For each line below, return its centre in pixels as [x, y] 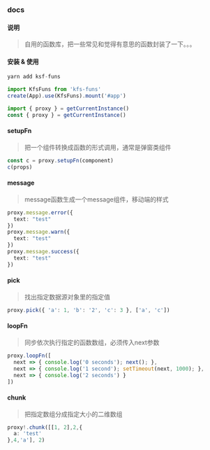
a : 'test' [28, 434]
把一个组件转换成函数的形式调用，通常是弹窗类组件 [98, 147]
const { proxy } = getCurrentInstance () [67, 115]
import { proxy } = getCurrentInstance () [68, 108]
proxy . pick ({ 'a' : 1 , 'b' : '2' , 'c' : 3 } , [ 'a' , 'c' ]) [89, 310]
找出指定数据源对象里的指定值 [67, 297]
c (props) [20, 167]
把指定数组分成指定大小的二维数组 [73, 414]
